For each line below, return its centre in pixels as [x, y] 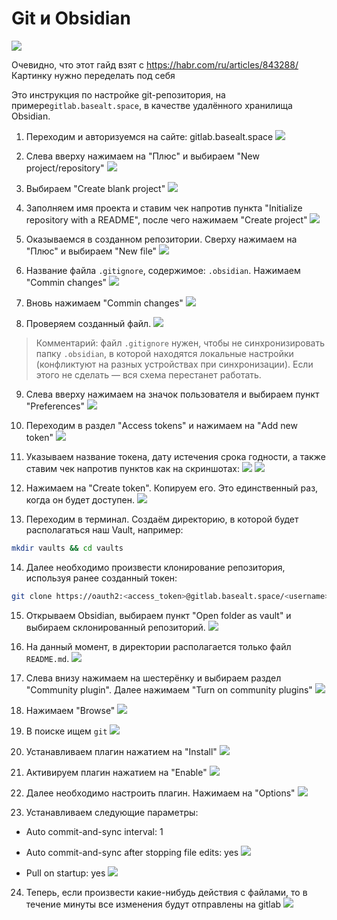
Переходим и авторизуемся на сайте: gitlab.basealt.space [149, 136]
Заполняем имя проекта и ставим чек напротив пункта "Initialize [164, 208]
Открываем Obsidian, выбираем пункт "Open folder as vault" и [158, 615]
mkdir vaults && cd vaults [67, 548]
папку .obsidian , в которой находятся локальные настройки [164, 353]
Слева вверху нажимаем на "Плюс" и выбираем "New [142, 156]
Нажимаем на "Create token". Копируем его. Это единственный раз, [172, 488]
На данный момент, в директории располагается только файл [158, 646]
